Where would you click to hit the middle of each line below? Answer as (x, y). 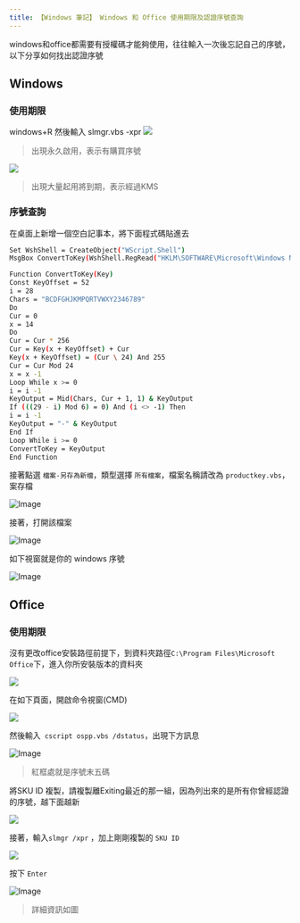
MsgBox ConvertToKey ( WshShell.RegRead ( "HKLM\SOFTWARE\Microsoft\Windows (147, 258)
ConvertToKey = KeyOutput (57, 449)
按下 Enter (28, 873)
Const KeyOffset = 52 (50, 283)
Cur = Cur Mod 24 (42, 366)
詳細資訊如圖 (54, 910)
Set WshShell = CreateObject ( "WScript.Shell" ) (97, 250)
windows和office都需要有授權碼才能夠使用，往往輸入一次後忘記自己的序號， (150, 44)
